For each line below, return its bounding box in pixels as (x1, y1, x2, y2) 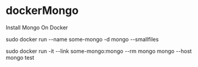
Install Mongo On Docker (5, 24, 68, 31)
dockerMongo (5, 4, 79, 18)
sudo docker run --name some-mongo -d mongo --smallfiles (5, 35, 159, 43)
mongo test (5, 54, 35, 61)
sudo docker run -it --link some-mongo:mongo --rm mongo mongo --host (5, 47, 193, 55)
